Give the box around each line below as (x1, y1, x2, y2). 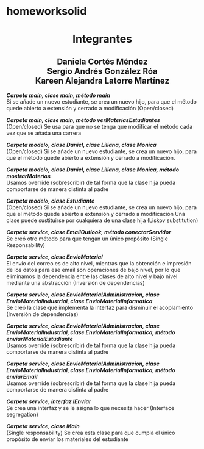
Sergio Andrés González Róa (47, 66, 158, 76)
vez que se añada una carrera (6, 129, 82, 137)
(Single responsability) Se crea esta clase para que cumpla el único (6, 429, 175, 437)
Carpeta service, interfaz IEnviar (6, 398, 91, 405)
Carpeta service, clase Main (6, 423, 80, 430)
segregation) (6, 411, 38, 418)
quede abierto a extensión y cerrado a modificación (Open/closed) (6, 105, 174, 112)
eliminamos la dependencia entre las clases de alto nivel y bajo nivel (6, 273, 178, 280)
